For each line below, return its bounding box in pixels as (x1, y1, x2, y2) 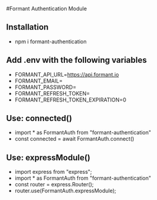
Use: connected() (6, 113, 73, 123)
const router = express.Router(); (14, 181, 94, 188)
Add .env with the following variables (6, 55, 147, 65)
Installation (6, 22, 49, 32)
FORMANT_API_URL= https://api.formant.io (14, 71, 119, 78)
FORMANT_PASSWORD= (14, 83, 77, 91)
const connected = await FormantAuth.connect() (14, 135, 135, 142)
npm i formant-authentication (14, 38, 87, 45)
